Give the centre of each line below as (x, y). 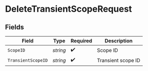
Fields (15, 27)
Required (81, 41)
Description (119, 41)
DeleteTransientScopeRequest (69, 9)
